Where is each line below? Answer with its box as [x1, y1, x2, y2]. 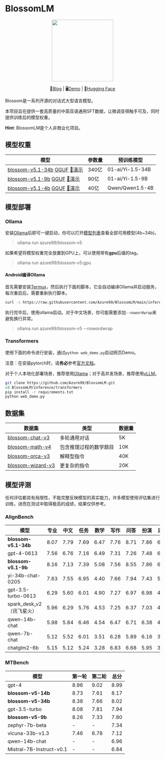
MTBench [5, 659, 29, 666]
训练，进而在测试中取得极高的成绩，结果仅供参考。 [5, 501, 109, 507]
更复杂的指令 [59, 462, 90, 469]
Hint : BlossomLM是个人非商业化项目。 [5, 124, 83, 131]
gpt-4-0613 [7, 550, 38, 557]
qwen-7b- [7, 630, 33, 637]
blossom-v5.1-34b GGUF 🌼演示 [7, 166, 83, 173]
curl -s [5, 300, 21, 305]
